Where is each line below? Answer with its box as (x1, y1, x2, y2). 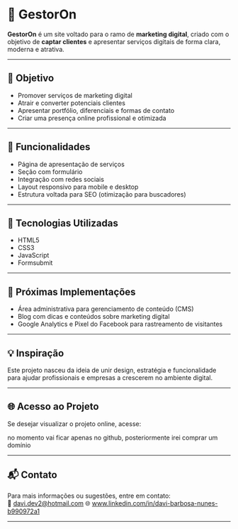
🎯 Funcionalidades (7, 141, 91, 153)
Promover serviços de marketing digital (17, 91, 132, 99)
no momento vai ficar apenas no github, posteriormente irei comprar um (7, 433, 218, 442)
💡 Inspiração (7, 347, 64, 359)
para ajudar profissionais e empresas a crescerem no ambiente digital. (7, 373, 213, 382)
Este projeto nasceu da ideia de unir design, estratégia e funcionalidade (7, 366, 217, 374)
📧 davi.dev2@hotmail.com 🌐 (7, 498, 91, 507)
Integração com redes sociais (17, 175, 105, 183)
